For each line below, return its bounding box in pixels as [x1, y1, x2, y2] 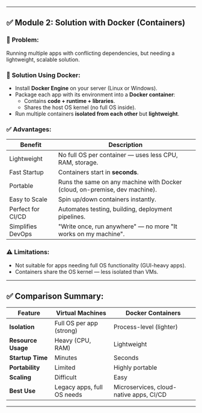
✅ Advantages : [6, 125, 52, 133]
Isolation [9, 323, 35, 331]
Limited [54, 364, 76, 372]
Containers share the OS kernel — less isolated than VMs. [14, 268, 159, 275]
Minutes [54, 353, 78, 362]
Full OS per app [54, 319, 98, 328]
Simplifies [9, 222, 37, 231]
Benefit [20, 141, 42, 149]
